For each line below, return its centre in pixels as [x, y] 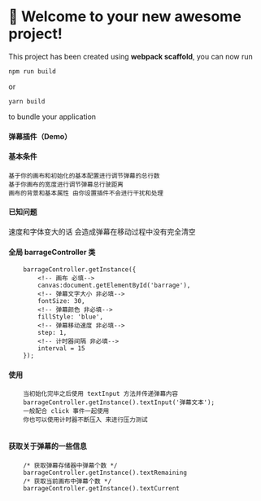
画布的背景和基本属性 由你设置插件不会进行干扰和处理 [86, 193]
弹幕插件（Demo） [40, 136]
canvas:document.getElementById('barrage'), [114, 286]
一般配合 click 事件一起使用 [66, 411]
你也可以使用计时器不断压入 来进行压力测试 [85, 420]
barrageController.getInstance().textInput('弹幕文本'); [119, 402]
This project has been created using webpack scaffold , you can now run [131, 56]
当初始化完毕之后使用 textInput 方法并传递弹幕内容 [101, 394]
